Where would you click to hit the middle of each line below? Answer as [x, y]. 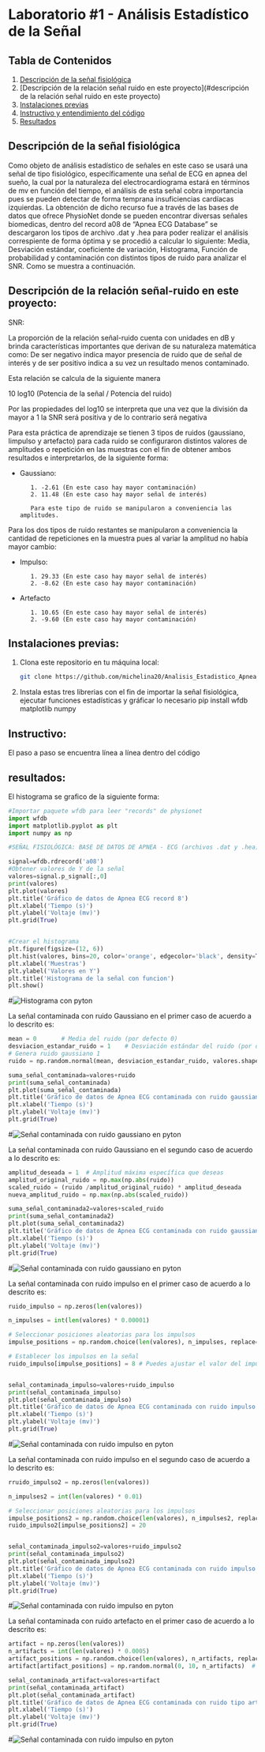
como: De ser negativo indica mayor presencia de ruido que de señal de [125, 354]
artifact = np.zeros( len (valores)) [67, 1644]
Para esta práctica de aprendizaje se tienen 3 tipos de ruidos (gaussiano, [127, 432]
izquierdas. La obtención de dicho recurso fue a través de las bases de [123, 207]
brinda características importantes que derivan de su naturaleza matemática [132, 346]
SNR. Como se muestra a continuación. [72, 266]
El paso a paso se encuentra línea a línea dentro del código [104, 753]
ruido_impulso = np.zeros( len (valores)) [76, 1306]
